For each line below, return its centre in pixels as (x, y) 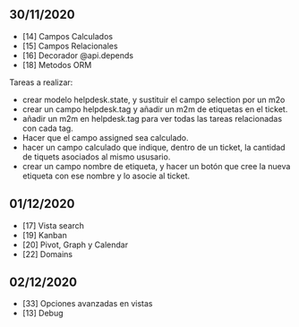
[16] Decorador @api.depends (78, 55)
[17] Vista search (53, 225)
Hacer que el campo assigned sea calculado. (105, 137)
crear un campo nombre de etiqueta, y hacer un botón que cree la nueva (156, 166)
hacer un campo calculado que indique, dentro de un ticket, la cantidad (154, 147)
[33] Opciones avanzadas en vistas (87, 304)
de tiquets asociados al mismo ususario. (96, 157)
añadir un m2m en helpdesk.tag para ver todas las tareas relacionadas (152, 118)
